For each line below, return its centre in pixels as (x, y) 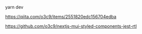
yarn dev (14, 7)
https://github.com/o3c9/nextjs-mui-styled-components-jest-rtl (71, 26)
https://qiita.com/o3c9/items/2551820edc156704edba (61, 17)
